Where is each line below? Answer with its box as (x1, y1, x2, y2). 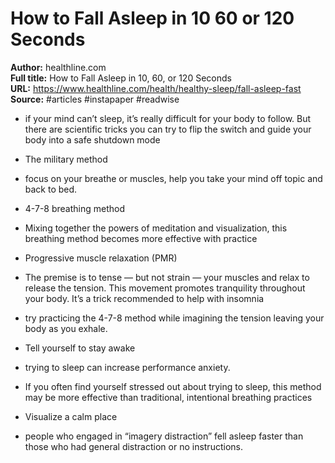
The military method (24, 153, 108, 165)
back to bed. (24, 183, 78, 195)
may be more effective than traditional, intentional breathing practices (24, 391, 313, 403)
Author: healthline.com (10, 61, 107, 73)
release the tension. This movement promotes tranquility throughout (24, 282, 306, 294)
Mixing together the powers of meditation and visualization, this (24, 222, 288, 234)
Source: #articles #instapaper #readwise (10, 93, 180, 105)
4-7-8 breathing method (24, 202, 125, 214)
